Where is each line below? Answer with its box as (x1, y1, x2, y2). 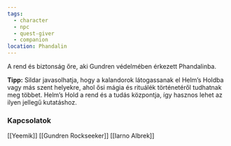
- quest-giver (13, 29, 55, 37)
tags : (7, 10, 23, 18)
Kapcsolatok (7, 115, 51, 125)
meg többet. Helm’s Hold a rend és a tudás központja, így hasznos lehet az (7, 91, 223, 99)
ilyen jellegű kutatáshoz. (7, 98, 77, 106)
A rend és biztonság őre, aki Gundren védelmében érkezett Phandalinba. (7, 62, 217, 70)
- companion (13, 36, 49, 44)
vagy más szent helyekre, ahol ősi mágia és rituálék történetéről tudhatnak (7, 84, 222, 91)
